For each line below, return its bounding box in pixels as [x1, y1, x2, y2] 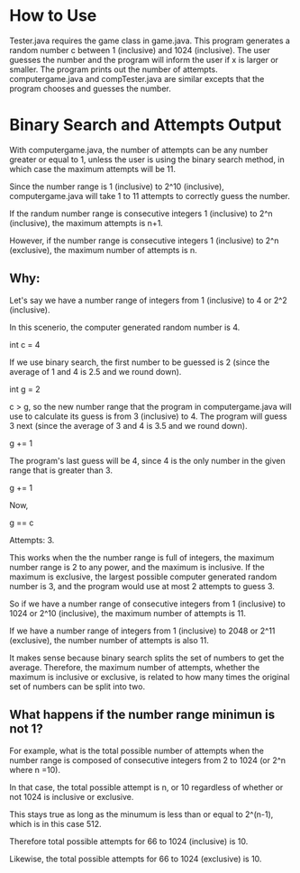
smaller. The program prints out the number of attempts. [9, 64, 218, 75]
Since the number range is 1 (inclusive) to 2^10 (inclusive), [9, 181, 225, 192]
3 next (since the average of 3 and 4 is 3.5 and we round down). [9, 420, 248, 431]
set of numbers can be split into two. [9, 681, 146, 692]
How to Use [9, 5, 97, 26]
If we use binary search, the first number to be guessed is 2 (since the [9, 357, 270, 368]
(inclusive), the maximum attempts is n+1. [9, 217, 164, 228]
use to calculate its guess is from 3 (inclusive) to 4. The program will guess [9, 411, 287, 422]
